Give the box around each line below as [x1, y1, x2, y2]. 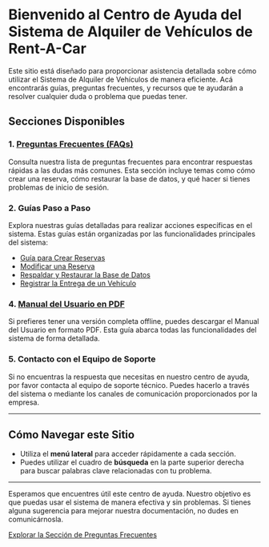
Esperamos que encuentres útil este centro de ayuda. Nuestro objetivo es [8, 489, 251, 499]
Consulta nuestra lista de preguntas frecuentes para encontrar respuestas [8, 157, 253, 166]
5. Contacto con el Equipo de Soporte [8, 353, 156, 365]
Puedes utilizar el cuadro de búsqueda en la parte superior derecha [19, 457, 244, 467]
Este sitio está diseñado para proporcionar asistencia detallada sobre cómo [8, 66, 257, 75]
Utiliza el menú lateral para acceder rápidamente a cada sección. [19, 449, 236, 459]
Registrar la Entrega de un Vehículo [19, 278, 137, 288]
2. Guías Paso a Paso [8, 202, 90, 214]
